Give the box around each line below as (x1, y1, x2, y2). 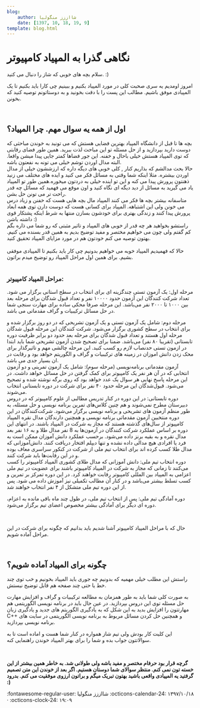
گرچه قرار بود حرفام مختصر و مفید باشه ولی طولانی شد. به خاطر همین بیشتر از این (7, 660, 188, 667)
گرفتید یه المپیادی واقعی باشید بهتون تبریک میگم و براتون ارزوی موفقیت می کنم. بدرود (7, 672, 194, 679)
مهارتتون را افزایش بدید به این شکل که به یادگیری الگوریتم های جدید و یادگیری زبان (7, 606, 189, 613)
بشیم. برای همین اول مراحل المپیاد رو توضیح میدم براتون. (7, 254, 133, 260)
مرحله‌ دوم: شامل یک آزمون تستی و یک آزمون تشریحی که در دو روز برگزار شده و (7, 319, 186, 326)
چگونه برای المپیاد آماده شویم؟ (7, 560, 107, 570)
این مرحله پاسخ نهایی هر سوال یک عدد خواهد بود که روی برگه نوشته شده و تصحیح (7, 376, 188, 383)
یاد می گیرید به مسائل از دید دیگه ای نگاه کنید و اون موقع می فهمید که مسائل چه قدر (7, 184, 193, 191)
